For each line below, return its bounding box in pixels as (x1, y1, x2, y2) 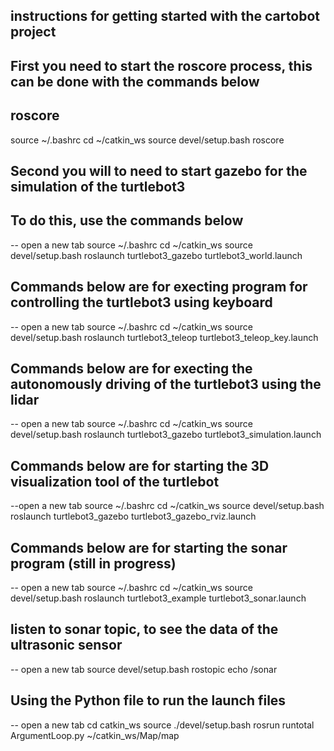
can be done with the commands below (10, 73, 260, 90)
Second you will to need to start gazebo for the (10, 162, 308, 179)
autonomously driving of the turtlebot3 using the (10, 376, 322, 393)
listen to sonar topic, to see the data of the (10, 621, 279, 638)
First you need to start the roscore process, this (10, 57, 313, 74)
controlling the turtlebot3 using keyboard (10, 294, 273, 311)
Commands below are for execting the (10, 360, 253, 377)
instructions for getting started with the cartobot (10, 8, 320, 25)
